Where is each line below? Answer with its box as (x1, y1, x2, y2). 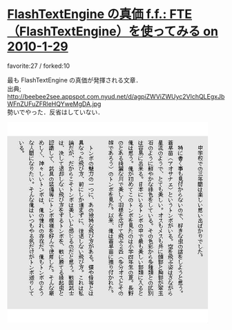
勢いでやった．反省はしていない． (7, 108, 104, 116)
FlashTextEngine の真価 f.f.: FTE (7, 6, 193, 22)
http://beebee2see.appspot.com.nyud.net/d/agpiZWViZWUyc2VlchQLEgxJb (7, 92, 225, 100)
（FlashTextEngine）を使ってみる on (7, 24, 219, 39)
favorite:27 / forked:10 (7, 62, 70, 70)
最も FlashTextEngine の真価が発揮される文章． (7, 75, 142, 84)
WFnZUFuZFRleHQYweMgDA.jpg (7, 100, 101, 108)
